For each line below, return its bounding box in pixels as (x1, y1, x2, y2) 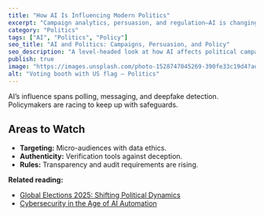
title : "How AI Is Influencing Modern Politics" (8, 11, 170, 20)
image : (8, 63, 30, 71)
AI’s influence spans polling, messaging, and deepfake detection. (8, 91, 219, 101)
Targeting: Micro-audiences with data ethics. (19, 143, 167, 153)
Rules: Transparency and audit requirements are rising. (19, 160, 199, 170)
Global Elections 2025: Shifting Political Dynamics (19, 190, 181, 200)
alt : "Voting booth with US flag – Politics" (8, 70, 159, 78)
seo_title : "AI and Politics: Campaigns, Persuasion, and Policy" (8, 41, 230, 49)
